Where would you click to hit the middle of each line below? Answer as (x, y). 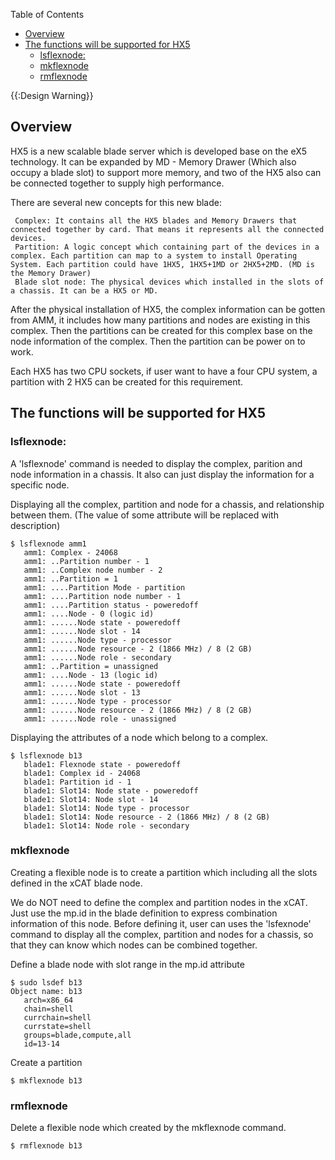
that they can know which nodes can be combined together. (134, 945)
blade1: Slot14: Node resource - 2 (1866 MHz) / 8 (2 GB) (147, 817)
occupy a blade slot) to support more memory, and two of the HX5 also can (166, 172)
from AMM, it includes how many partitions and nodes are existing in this (160, 320)
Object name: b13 (46, 991)
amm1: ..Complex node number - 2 (93, 570)
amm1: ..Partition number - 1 (86, 561)
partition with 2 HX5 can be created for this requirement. (127, 381)
